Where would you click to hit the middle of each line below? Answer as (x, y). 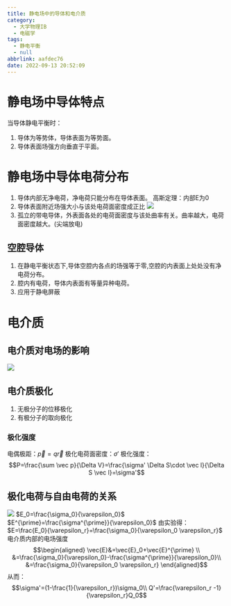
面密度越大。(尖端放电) (50, 224)
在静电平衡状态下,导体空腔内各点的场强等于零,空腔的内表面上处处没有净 (119, 266)
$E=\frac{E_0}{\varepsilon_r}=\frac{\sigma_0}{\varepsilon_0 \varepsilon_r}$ (115, 531)
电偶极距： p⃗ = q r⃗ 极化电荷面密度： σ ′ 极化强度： (79, 454)
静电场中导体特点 (56, 102)
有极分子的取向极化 (45, 418)
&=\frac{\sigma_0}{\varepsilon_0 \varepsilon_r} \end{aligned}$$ (117, 565)
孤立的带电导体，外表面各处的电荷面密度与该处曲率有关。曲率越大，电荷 (120, 215)
